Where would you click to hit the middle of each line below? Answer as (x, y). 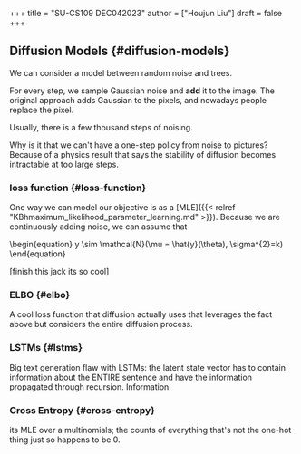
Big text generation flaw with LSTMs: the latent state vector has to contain (147, 367)
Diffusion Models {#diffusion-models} (120, 51)
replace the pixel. (42, 110)
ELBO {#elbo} (40, 295)
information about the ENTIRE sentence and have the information (131, 377)
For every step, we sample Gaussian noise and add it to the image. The (142, 91)
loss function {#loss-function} (78, 188)
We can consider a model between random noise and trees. (121, 72)
